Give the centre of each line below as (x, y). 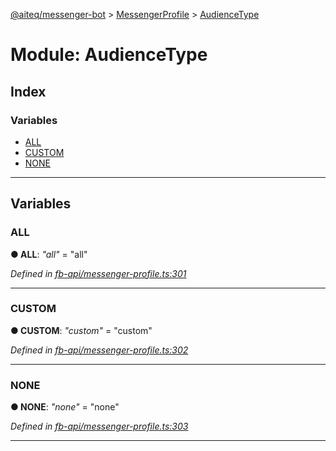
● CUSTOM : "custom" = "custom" (81, 330)
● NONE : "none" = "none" (65, 407)
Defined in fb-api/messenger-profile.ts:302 (99, 350)
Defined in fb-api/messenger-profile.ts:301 (98, 273)
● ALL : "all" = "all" (49, 254)
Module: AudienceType (109, 55)
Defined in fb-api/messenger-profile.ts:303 (99, 426)
